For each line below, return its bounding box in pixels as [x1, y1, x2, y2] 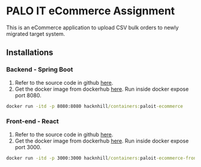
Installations [6, 48, 54, 58]
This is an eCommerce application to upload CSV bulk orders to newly [6, 24, 179, 31]
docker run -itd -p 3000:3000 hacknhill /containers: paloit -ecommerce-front [6, 155, 199, 161]
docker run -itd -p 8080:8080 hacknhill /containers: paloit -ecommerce [6, 103, 184, 109]
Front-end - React [6, 117, 59, 126]
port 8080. [14, 91, 42, 99]
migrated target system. [6, 30, 65, 37]
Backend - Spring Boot [6, 66, 74, 74]
